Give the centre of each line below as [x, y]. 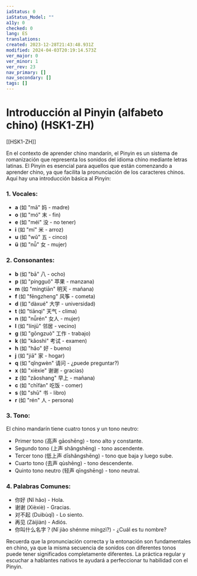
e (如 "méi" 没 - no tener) [45, 222]
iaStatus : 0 [21, 12]
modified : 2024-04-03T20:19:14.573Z [51, 50]
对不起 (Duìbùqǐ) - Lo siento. [49, 515]
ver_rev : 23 [21, 67]
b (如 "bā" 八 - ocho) [40, 274]
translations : [24, 39]
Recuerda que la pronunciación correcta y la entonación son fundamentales [98, 542]
